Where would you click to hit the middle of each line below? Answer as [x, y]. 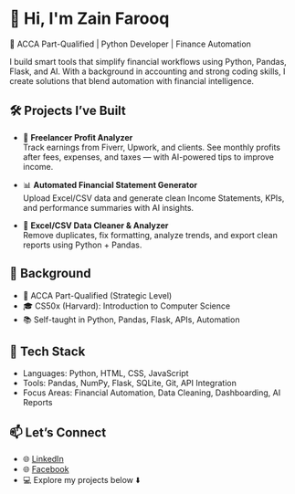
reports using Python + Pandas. [82, 245]
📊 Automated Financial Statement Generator [110, 184]
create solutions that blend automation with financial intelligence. [132, 80]
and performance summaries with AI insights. [108, 207]
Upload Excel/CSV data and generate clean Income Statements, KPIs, [153, 198]
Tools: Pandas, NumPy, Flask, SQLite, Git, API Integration [130, 384]
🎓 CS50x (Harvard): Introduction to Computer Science [126, 306]
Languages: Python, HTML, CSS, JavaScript [105, 373]
